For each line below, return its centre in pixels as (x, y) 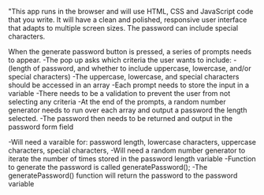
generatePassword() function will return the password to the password (123, 175)
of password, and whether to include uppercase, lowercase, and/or (142, 68)
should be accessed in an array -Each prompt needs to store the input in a (129, 85)
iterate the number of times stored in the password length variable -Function (132, 159)
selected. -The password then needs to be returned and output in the (121, 118)
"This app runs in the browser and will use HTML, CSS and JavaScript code (131, 11)
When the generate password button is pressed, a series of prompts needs (130, 52)
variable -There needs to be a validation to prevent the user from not (119, 93)
